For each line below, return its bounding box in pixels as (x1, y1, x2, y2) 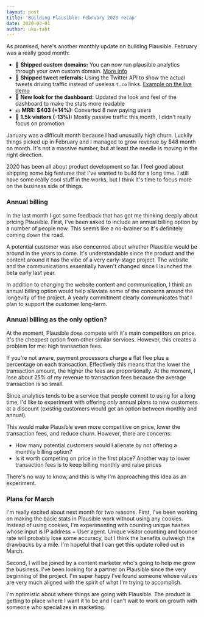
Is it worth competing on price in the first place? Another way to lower (15, 455, 191, 462)
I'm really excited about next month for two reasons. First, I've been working (6, 508, 198, 516)
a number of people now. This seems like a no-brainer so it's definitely (6, 224, 183, 232)
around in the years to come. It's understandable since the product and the (6, 249, 195, 257)
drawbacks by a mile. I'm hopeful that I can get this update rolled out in (6, 541, 185, 549)
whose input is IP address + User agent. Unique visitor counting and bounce (6, 528, 198, 535)
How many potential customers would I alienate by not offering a (15, 441, 177, 449)
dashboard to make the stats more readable (15, 100, 125, 108)
